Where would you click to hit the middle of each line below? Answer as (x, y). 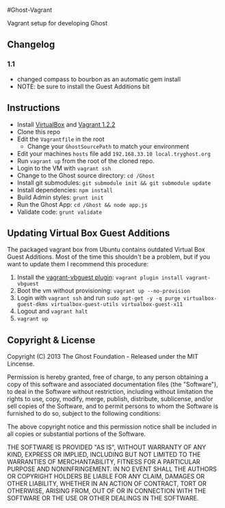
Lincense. (21, 364)
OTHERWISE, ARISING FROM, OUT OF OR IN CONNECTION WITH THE (107, 491)
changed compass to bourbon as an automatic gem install (99, 79)
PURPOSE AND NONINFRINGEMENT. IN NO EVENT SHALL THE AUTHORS (112, 469)
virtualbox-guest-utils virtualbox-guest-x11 (117, 305)
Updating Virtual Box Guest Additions (89, 233)
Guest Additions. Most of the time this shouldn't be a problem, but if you (109, 257)
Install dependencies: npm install (65, 190)
